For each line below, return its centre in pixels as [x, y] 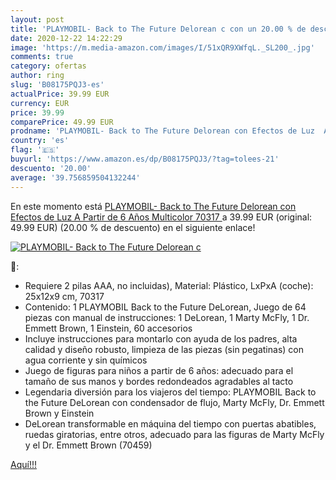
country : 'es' [40, 141]
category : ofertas [48, 66]
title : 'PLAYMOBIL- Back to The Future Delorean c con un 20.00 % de [158, 29]
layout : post [37, 19]
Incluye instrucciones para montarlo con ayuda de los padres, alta [161, 338]
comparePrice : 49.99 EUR [62, 122]
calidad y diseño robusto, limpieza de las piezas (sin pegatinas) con [164, 349]
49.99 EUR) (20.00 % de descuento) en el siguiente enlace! [133, 227]
